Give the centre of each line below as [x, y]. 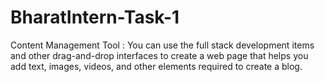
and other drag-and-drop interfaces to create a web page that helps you [159, 55]
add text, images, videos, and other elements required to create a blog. [156, 66]
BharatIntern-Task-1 [95, 17]
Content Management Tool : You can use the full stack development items [162, 45]
